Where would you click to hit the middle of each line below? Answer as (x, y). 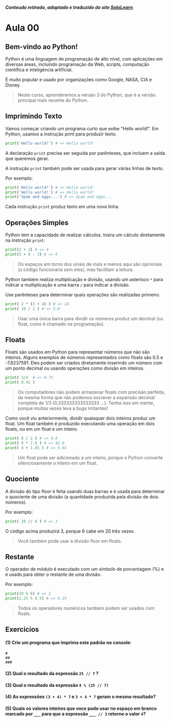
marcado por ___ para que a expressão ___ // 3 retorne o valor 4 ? (76, 714)
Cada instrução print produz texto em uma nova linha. (62, 207)
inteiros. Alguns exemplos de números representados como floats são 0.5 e (84, 357)
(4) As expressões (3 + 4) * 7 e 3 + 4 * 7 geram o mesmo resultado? (81, 697)
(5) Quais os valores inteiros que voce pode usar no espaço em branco (81, 709)
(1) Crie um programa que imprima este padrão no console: (69, 643)
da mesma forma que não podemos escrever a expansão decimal (86, 398)
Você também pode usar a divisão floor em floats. (70, 541)
